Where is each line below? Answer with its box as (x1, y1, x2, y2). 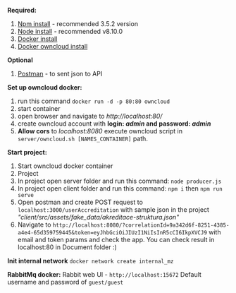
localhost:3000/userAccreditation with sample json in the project (17, 205, 210, 214)
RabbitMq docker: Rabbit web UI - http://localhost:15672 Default (7, 270, 202, 278)
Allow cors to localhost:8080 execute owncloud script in (17, 127, 183, 135)
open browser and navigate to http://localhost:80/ (17, 112, 163, 120)
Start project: (7, 148, 47, 156)
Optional (7, 56, 33, 64)
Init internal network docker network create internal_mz (7, 257, 174, 265)
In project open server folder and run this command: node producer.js (17, 177, 222, 185)
